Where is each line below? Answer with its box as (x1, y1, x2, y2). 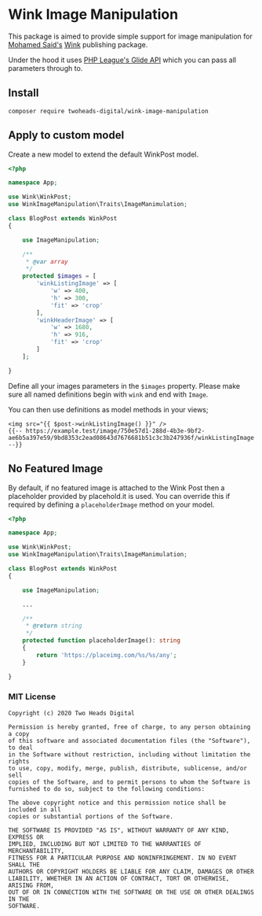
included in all (8, 805, 61, 814)
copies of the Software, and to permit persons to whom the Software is (8, 777, 251, 786)
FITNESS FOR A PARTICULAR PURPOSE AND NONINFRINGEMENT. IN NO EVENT (8, 854, 237, 862)
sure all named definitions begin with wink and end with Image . (8, 390, 209, 399)
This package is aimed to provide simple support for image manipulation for (8, 31, 253, 41)
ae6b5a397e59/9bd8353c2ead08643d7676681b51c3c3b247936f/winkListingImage (8, 434, 255, 441)
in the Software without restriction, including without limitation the (8, 750, 251, 759)
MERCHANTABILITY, (8, 847, 65, 855)
